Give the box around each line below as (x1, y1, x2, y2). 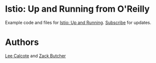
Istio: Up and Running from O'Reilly (5, 3, 150, 15)
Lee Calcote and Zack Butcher (5, 53, 66, 59)
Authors (5, 37, 39, 48)
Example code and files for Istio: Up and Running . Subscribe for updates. (5, 20, 152, 25)
